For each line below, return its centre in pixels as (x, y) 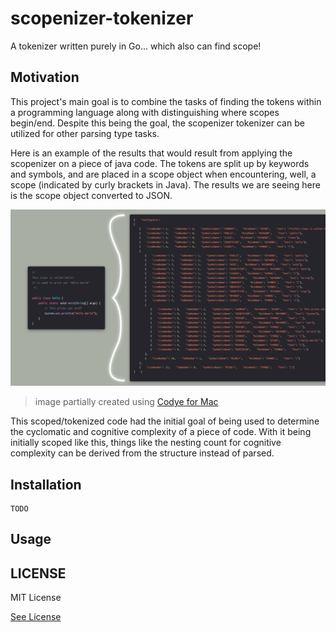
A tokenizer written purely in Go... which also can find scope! (136, 46)
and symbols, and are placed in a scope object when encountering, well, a (163, 174)
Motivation (45, 77)
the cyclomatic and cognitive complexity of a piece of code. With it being (161, 432)
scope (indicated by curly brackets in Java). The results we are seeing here (165, 184)
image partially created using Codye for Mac (126, 402)
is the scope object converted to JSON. (91, 195)
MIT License (36, 598)
